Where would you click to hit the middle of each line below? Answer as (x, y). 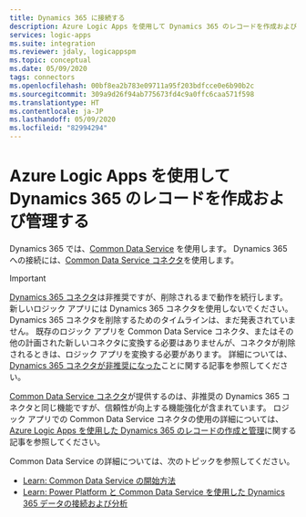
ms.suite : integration (52, 43)
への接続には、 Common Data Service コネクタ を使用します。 (124, 260)
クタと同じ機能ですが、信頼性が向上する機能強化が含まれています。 (144, 408)
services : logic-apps (51, 35)
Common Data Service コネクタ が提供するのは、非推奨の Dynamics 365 (145, 396)
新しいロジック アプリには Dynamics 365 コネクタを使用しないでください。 (151, 308)
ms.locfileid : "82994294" (58, 129)
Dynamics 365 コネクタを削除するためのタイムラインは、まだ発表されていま (153, 319)
